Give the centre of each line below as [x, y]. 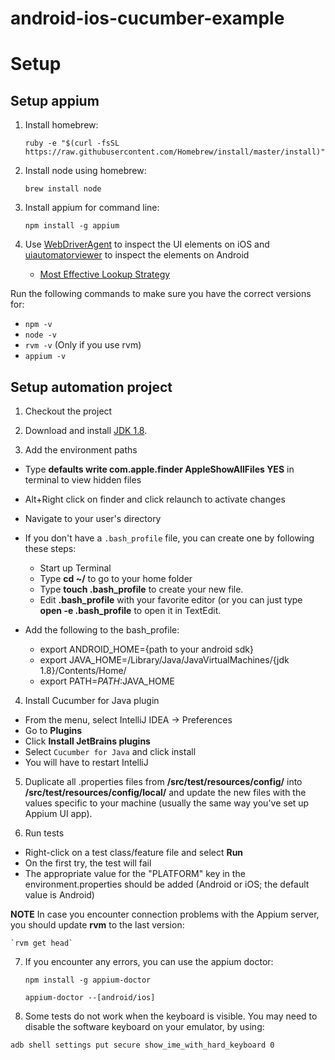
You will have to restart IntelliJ [86, 762]
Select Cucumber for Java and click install [110, 751]
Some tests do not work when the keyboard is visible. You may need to [171, 1016]
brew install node [63, 189]
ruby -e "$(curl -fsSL [72, 143]
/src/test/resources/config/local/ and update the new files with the [165, 792]
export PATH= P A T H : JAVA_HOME [107, 681]
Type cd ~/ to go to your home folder [116, 578]
